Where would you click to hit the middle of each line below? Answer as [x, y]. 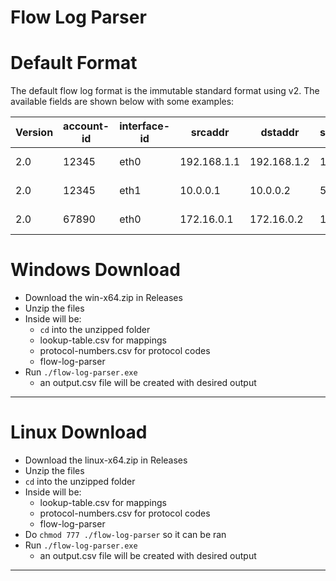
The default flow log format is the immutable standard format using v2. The [165, 91]
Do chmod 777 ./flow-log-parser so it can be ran [125, 534]
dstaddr [280, 133]
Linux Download [79, 432]
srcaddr [210, 133]
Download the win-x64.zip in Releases [103, 298]
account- [86, 126]
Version [34, 133]
